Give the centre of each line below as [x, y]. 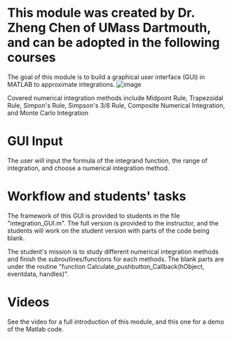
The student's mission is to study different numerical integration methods [113, 251]
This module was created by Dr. [101, 13]
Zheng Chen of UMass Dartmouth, [109, 28]
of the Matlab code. [36, 329]
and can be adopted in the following [114, 43]
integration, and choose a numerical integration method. [88, 168]
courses [32, 58]
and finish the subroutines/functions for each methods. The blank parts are [116, 259]
